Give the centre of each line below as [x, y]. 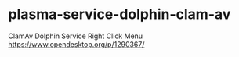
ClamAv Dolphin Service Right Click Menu [76, 36]
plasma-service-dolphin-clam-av [119, 14]
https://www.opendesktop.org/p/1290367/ [76, 44]
